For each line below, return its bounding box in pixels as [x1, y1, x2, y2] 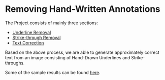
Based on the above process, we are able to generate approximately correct [5, 49, 160, 55]
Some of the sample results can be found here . [5, 69, 100, 75]
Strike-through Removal [12, 35, 61, 40]
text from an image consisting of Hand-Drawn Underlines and [5, 54, 131, 60]
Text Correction [12, 40, 44, 45]
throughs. [5, 60, 25, 66]
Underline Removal [12, 29, 51, 35]
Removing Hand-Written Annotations [5, 3, 161, 15]
